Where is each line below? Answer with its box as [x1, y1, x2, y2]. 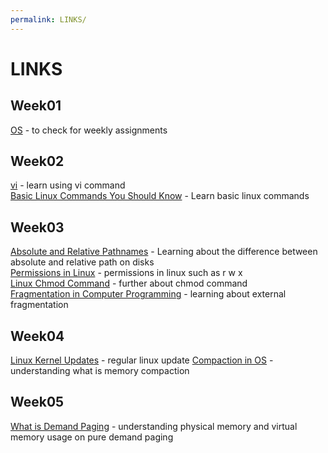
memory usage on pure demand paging [10, 431, 174, 443]
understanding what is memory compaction [10, 365, 190, 377]
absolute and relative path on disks [10, 256, 155, 268]
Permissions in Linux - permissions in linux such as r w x [10, 267, 243, 279]
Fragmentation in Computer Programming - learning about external [10, 288, 287, 300]
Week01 [10, 97, 62, 115]
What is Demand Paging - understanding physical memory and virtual [10, 420, 298, 432]
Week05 [10, 394, 65, 411]
